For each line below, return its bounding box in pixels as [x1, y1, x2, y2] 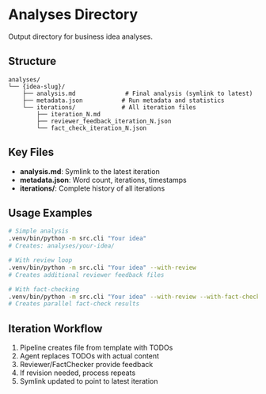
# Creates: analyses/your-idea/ [8, 242, 115, 250]
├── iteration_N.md [36, 110, 101, 118]
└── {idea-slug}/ [8, 82, 66, 90]
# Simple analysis [8, 227, 69, 235]
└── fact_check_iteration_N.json [36, 124, 147, 132]
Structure [8, 55, 57, 68]
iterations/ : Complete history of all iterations [19, 184, 165, 193]
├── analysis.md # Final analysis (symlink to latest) [22, 89, 253, 97]
